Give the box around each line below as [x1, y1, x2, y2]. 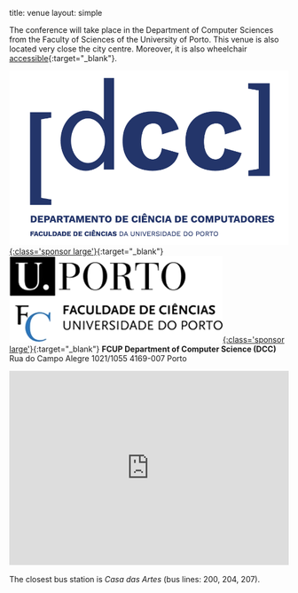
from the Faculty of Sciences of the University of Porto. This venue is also [9, 35, 279, 44]
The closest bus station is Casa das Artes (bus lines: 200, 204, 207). [9, 573, 260, 584]
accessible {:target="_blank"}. [9, 53, 118, 63]
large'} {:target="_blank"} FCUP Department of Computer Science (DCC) [9, 344, 277, 354]
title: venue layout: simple [9, 8, 103, 18]
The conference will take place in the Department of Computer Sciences [9, 25, 274, 35]
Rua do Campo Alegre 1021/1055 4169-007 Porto [9, 352, 188, 363]
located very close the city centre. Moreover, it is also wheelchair [9, 43, 247, 54]
